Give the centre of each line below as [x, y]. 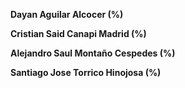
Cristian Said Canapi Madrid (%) [78, 33]
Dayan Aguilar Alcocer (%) [67, 14]
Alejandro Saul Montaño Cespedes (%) [93, 53]
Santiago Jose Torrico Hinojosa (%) [86, 72]
